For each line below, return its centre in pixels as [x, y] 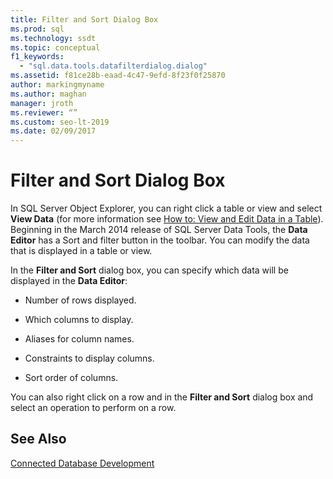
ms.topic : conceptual [55, 47]
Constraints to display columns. [89, 358]
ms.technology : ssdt [53, 38]
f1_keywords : [37, 57]
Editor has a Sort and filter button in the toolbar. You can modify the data [160, 240]
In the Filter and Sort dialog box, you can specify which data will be [149, 270]
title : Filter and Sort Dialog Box [84, 19]
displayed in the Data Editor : [69, 281]
